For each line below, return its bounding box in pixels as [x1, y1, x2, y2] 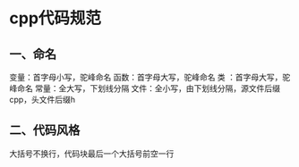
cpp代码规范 [9, 8, 101, 29]
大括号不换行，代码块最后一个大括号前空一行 [9, 148, 175, 159]
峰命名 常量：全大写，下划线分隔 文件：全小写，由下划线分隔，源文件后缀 [9, 83, 280, 94]
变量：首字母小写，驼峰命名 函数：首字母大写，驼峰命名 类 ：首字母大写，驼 [9, 72, 291, 82]
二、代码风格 [9, 122, 81, 138]
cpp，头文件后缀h [9, 95, 76, 104]
